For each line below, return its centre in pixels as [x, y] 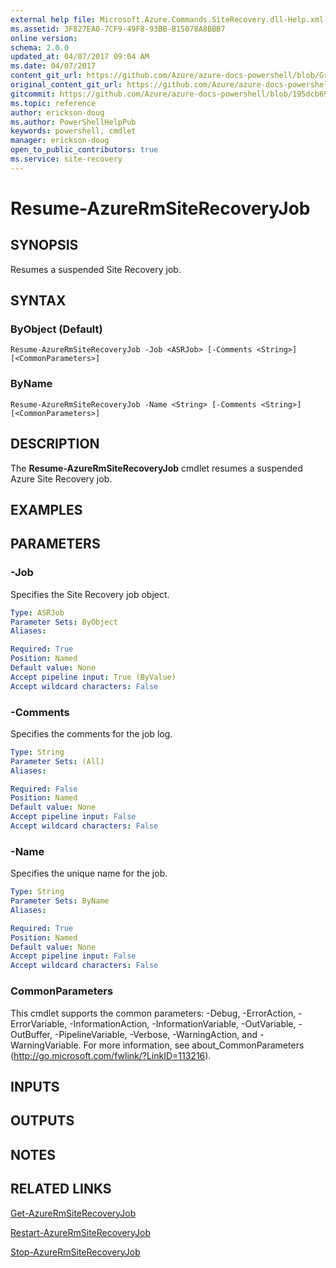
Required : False [44, 789]
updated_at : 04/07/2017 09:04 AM [80, 57]
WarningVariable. [46, 1045]
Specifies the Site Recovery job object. [90, 594]
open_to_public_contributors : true [84, 150]
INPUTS [35, 1086]
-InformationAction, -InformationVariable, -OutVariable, [183, 1023]
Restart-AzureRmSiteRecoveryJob [81, 1232]
